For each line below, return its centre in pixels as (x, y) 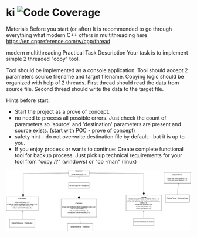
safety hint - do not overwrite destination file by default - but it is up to (99, 136)
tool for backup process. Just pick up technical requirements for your (98, 155)
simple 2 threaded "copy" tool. (43, 59)
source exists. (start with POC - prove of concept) (75, 130)
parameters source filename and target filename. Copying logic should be (95, 76)
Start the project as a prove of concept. (62, 111)
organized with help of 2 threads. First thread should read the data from (93, 83)
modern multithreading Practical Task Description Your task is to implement (97, 52)
